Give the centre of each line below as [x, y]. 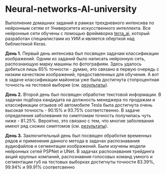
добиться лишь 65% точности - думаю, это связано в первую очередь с [82, 69]
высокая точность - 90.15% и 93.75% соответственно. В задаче [73, 110]
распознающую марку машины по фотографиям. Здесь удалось [74, 64]
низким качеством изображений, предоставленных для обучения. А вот [82, 74]
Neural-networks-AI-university [71, 9]
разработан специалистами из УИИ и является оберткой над [70, 39]
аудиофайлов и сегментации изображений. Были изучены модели [76, 146]
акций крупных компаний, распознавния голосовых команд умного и [79, 156]
